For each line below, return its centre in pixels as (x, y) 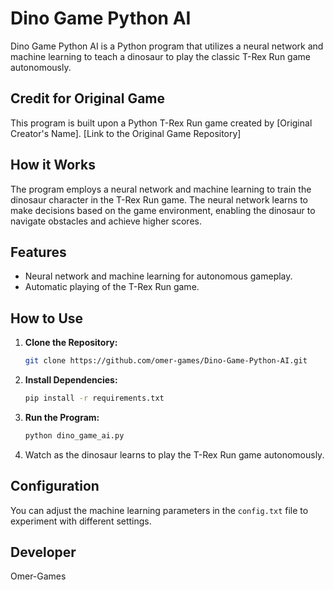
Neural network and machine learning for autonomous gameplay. (158, 276)
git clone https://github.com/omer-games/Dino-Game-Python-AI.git (166, 361)
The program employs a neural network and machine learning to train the (161, 189)
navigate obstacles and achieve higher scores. (106, 221)
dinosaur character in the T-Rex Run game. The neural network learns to (159, 199)
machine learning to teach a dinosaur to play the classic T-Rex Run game (160, 56)
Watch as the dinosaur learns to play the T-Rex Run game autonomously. (174, 454)
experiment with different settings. (81, 521)
